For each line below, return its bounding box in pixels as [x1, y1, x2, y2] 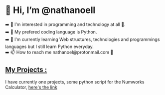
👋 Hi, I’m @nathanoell [5, 4, 96, 16]
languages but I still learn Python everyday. [5, 43, 94, 49]
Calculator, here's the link [5, 84, 57, 90]
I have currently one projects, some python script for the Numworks [5, 78, 145, 84]
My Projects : [5, 65, 47, 74]
